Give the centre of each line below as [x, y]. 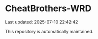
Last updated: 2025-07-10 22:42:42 [42, 22]
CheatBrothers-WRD [48, 9]
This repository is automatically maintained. [49, 31]
